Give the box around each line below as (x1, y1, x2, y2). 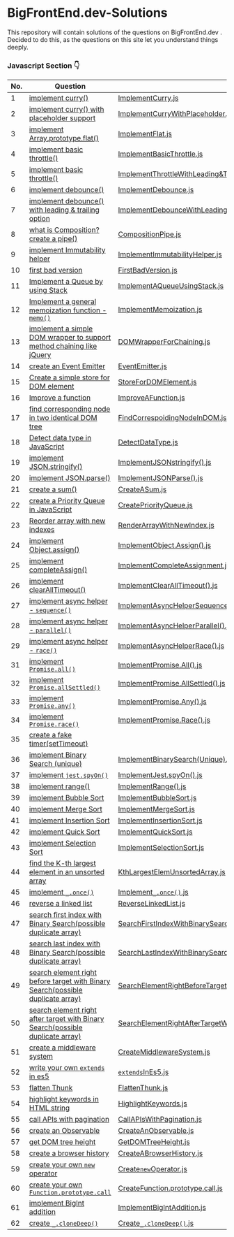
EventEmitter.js (118, 361, 167, 371)
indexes (29, 525, 55, 535)
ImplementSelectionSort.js (118, 843, 204, 853)
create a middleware (29, 1043, 96, 1052)
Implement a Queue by (29, 277, 103, 287)
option (29, 214, 50, 224)
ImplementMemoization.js (118, 305, 203, 314)
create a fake (29, 730, 72, 740)
